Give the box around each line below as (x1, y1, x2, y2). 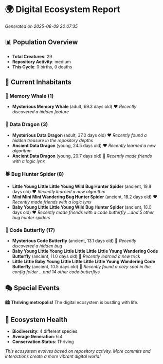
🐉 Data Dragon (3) (5, 121, 48, 128)
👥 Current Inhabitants (5, 78, 72, 86)
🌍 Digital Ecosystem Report (5, 4, 121, 15)
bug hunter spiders (12, 215, 51, 221)
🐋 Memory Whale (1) (5, 93, 54, 100)
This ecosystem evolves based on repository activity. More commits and (5, 348, 151, 354)
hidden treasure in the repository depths (12, 137, 93, 143)
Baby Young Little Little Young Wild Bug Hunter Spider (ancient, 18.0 (12, 204, 152, 210)
